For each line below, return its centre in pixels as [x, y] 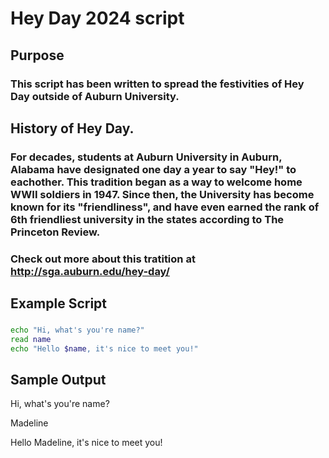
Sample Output [58, 380]
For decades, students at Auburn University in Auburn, [146, 157]
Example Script [59, 303]
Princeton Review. [55, 232]
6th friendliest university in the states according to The [147, 219]
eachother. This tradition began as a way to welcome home [156, 182]
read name [31, 339]
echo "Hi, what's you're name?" [77, 330]
